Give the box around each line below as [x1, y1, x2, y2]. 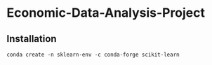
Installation [6, 33, 57, 45]
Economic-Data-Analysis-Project [6, 5, 205, 21]
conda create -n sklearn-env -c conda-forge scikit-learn [6, 51, 180, 58]
